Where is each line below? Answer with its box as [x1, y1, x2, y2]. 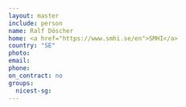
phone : [8, 64, 31, 72]
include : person [8, 19, 63, 27]
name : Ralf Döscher [8, 27, 74, 35]
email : [8, 57, 31, 65]
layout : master [8, 11, 60, 20]
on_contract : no [8, 72, 63, 80]
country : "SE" [8, 42, 56, 50]
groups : [8, 79, 35, 87]
